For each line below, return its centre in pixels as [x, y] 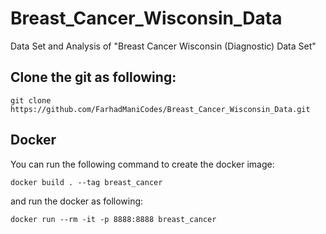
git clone [31, 100]
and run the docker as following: [77, 201]
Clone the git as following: [93, 77]
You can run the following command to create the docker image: [142, 164]
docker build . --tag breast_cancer [86, 182]
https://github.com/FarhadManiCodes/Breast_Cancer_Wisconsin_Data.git [160, 109]
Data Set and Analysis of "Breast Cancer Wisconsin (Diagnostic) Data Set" [163, 46]
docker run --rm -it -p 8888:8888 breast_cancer [113, 219]
